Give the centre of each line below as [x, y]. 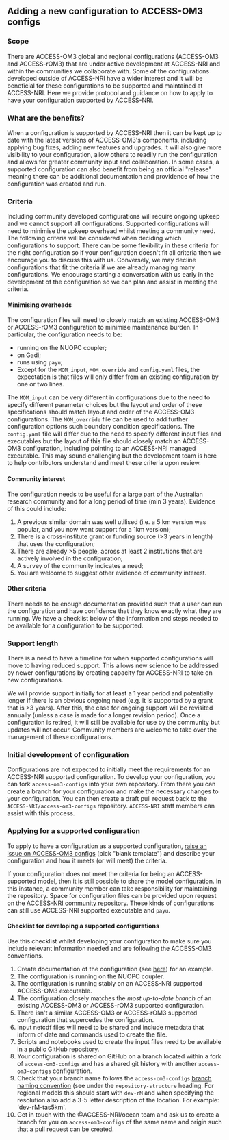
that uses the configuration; [56, 543]
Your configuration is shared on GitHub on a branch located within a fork [119, 1056]
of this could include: [37, 508]
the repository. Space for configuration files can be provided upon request [112, 895]
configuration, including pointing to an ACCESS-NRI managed [109, 449]
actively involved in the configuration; [70, 558]
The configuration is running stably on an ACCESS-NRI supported [110, 983]
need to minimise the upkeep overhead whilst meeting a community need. [111, 231]
